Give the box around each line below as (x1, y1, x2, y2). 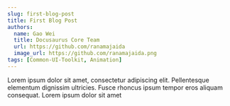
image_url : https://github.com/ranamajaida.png (13, 50, 158, 57)
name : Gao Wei (13, 30, 55, 37)
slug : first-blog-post (7, 10, 75, 18)
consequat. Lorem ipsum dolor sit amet (7, 90, 122, 99)
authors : (7, 23, 33, 30)
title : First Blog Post (7, 17, 78, 24)
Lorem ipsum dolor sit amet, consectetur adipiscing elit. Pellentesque (7, 76, 209, 84)
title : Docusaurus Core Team (13, 37, 100, 44)
